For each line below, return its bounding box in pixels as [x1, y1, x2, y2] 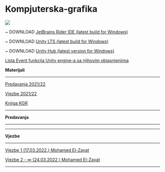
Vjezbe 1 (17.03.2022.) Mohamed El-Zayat [5, 147, 89, 153]
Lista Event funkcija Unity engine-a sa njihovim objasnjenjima [5, 57, 129, 63]
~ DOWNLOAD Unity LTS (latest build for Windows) [5, 38, 109, 44]
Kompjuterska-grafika [5, 3, 98, 15]
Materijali [5, 67, 25, 73]
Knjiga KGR [5, 100, 28, 106]
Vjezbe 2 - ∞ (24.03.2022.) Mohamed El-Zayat [5, 156, 100, 163]
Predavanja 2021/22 [5, 81, 46, 87]
